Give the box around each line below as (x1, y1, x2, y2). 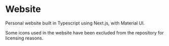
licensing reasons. (5, 35, 44, 41)
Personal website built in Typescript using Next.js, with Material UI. (5, 20, 145, 26)
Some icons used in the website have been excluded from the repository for (5, 29, 164, 35)
